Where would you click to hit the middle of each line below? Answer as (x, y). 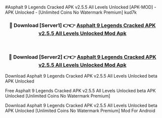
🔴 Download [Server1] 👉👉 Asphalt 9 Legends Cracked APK (82, 25)
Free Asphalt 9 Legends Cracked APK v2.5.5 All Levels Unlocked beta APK (81, 90)
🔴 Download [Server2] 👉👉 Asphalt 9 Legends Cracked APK (82, 57)
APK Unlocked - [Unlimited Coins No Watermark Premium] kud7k (71, 12)
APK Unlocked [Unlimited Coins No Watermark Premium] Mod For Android (80, 111)
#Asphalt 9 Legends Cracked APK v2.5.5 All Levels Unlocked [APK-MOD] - (81, 7)
